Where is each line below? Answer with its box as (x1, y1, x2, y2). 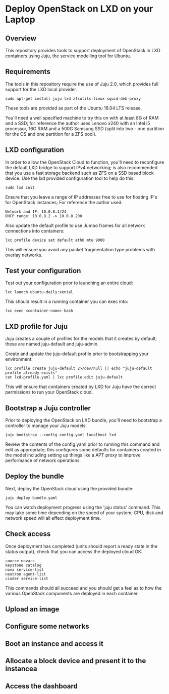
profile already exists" (5, 370, 58, 375)
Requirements (5, 67, 50, 76)
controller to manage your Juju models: (5, 422, 87, 429)
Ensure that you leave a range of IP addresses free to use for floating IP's (5, 194, 157, 200)
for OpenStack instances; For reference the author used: (5, 199, 123, 205)
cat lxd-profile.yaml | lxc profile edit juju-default (5, 375, 123, 380)
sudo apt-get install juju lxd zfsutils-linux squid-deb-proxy (5, 96, 141, 101)
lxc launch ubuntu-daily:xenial (5, 290, 73, 295)
